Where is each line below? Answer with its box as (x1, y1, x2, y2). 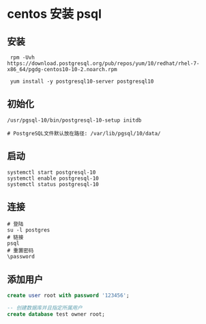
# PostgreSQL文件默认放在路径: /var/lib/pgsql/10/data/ (7, 130, 161, 137)
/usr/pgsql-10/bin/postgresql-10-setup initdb (7, 117, 142, 124)
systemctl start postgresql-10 (7, 169, 96, 176)
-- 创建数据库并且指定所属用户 (7, 305, 83, 312)
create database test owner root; (7, 311, 106, 318)
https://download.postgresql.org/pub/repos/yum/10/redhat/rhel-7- (7, 60, 200, 67)
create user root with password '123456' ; (7, 292, 130, 299)
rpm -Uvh (10, 54, 35, 61)
